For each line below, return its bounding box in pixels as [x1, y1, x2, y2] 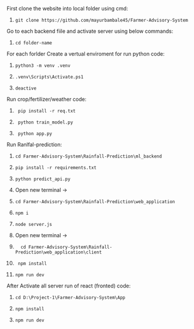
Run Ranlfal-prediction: [6, 141, 63, 148]
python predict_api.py [15, 176, 71, 182]
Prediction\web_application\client [15, 249, 102, 255]
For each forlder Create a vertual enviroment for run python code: [6, 50, 165, 57]
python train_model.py [18, 119, 74, 125]
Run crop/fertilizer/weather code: [6, 96, 87, 102]
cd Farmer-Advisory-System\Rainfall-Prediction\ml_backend [15, 153, 162, 159]
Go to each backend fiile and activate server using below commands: [6, 28, 174, 35]
